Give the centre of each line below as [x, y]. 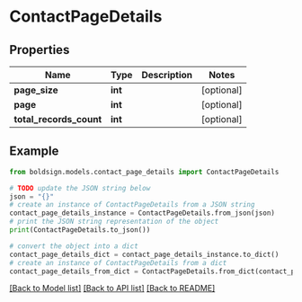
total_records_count [58, 119]
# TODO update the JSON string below [80, 188]
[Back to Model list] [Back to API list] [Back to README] [112, 289]
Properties [40, 50]
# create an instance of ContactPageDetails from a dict [118, 262]
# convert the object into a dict [74, 246]
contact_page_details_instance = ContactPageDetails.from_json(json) [142, 213]
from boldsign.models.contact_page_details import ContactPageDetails [144, 172]
